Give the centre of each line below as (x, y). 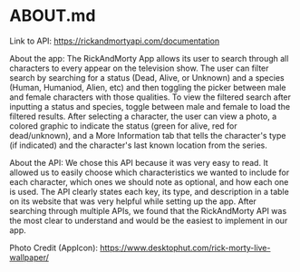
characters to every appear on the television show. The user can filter (139, 68)
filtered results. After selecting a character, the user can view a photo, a (143, 116)
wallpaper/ (29, 257)
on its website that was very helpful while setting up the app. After (133, 201)
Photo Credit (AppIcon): (53, 248)
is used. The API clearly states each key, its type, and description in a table (150, 191)
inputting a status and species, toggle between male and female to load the (150, 106)
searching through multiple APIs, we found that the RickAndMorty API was (148, 210)
